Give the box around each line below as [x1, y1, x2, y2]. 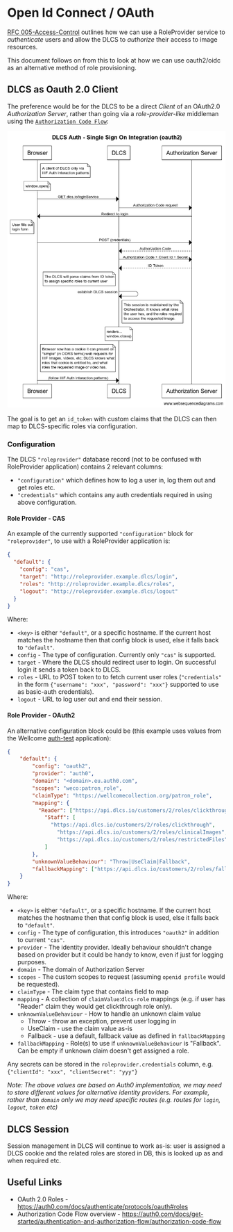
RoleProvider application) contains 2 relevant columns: [7, 462, 164, 471]
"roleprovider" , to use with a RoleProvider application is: [7, 537, 171, 545]
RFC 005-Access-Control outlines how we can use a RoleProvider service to [7, 28, 225, 36]
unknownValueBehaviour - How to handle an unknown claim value [17, 1010, 201, 1018]
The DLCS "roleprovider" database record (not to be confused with [7, 455, 202, 464]
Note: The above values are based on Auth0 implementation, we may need [7, 1081, 222, 1089]
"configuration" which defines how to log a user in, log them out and [17, 476, 216, 485]
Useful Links [7, 1176, 62, 1188]
